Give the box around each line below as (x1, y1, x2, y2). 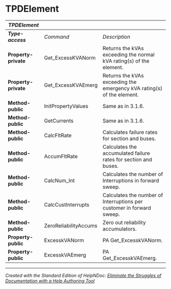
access (8, 36, 26, 43)
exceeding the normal (102, 51, 155, 58)
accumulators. (102, 225, 137, 232)
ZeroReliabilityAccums (44, 222, 98, 229)
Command (44, 33, 70, 40)
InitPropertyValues (44, 102, 89, 109)
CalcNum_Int (44, 177, 75, 184)
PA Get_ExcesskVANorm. (102, 237, 163, 244)
